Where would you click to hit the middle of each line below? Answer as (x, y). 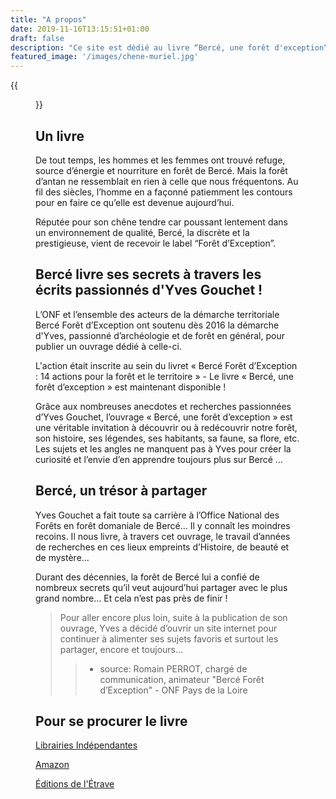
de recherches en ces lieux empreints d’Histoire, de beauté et (162, 547)
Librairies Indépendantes (86, 745)
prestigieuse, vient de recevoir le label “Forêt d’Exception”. (156, 243)
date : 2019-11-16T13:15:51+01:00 (80, 29)
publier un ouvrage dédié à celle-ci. (108, 346)
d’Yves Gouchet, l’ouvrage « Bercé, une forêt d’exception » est (164, 417)
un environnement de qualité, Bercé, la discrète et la (142, 232)
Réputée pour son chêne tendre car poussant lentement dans (161, 222)
